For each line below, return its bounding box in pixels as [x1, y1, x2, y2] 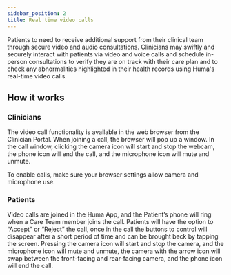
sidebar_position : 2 [7, 10, 67, 17]
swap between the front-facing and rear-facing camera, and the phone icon [7, 254, 223, 263]
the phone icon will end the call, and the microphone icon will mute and [7, 150, 210, 158]
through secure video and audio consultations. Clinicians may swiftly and [7, 43, 215, 51]
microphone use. [7, 178, 55, 186]
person [7, 57, 28, 65]
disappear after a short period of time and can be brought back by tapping [7, 232, 219, 241]
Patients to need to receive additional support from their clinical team [7, 35, 203, 43]
